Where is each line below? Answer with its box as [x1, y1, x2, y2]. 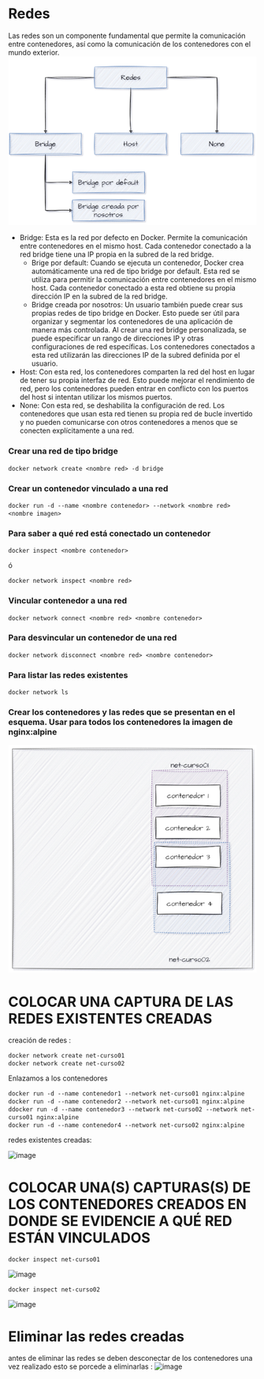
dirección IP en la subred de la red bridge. [31, 291, 168, 301]
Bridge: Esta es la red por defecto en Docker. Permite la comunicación [19, 233, 248, 242]
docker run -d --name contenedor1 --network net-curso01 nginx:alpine [8, 1090, 245, 1098]
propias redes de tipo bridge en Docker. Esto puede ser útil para [31, 309, 240, 318]
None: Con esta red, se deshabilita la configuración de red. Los [19, 400, 225, 411]
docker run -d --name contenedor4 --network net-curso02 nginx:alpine [8, 1122, 245, 1129]
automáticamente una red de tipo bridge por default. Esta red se [31, 266, 240, 276]
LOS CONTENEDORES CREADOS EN [8, 1195, 247, 1213]
